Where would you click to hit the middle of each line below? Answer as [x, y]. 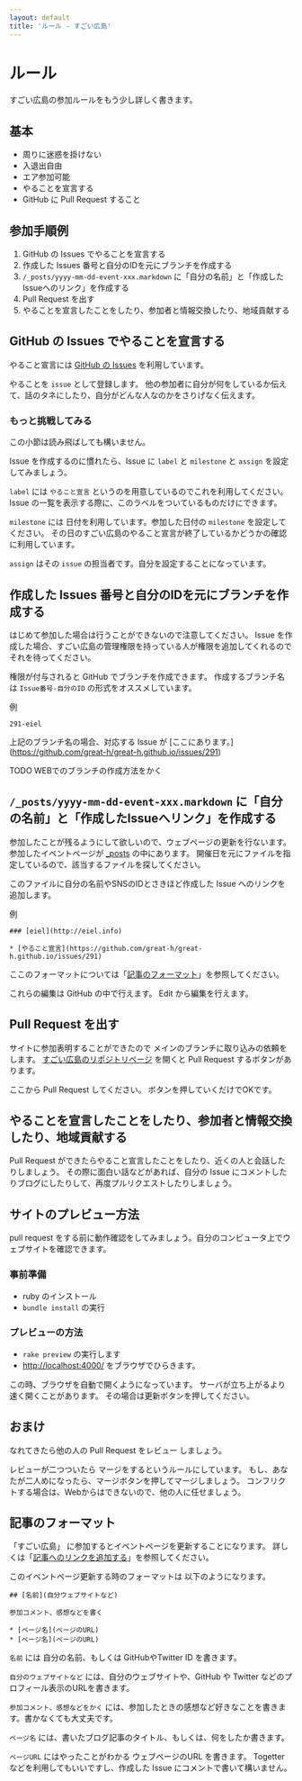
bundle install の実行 [63, 1307]
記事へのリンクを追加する [80, 1558]
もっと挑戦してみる [51, 420]
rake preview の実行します [71, 1354]
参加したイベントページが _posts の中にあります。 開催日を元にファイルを [146, 853]
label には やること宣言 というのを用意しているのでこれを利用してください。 [149, 492]
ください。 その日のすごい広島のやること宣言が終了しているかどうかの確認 [148, 533]
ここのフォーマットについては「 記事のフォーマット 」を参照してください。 [147, 974]
